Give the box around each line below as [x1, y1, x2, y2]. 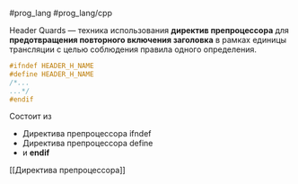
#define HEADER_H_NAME [9, 69, 94, 79]
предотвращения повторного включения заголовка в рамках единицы [9, 35, 287, 45]
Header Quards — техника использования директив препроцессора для [9, 25, 290, 35]
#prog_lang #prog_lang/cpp [9, 8, 112, 18]
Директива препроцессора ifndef [22, 128, 152, 139]
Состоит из [9, 111, 52, 122]
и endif [22, 147, 50, 158]
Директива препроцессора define [22, 138, 153, 149]
